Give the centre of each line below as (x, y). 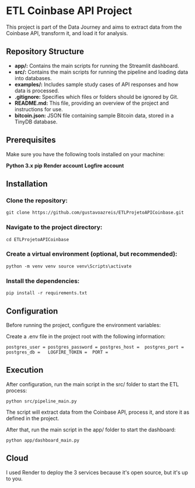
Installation (27, 183)
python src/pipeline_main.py (41, 401)
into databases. (33, 78)
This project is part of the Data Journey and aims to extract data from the (94, 27)
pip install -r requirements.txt (47, 293)
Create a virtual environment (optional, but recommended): (92, 254)
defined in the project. (33, 418)
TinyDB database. (36, 122)
